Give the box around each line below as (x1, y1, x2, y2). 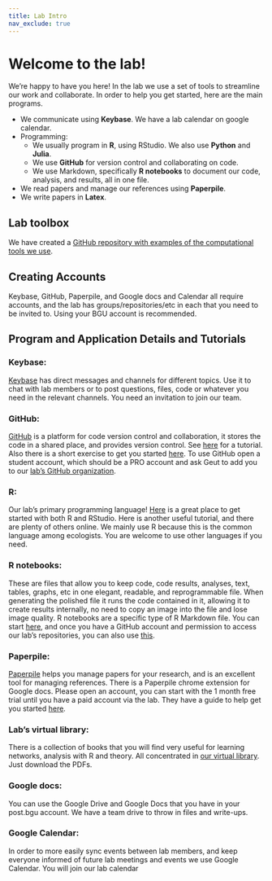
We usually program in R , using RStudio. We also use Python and (32, 140, 251, 151)
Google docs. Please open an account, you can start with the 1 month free (8, 686, 257, 696)
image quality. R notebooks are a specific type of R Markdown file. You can (8, 612, 260, 623)
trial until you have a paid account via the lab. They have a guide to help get (8, 695, 261, 704)
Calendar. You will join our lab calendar (8, 863, 139, 873)
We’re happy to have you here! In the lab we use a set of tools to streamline (8, 81, 260, 91)
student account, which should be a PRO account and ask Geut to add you (8, 458, 257, 467)
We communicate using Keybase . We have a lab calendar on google (19, 115, 249, 125)
